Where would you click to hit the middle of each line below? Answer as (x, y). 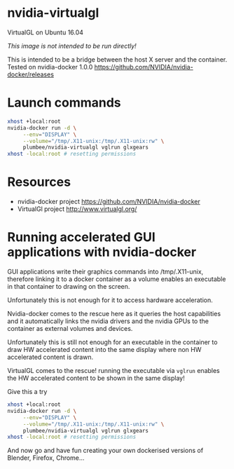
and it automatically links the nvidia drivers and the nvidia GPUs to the (108, 321)
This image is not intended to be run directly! (72, 46)
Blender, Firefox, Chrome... (46, 458)
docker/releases (31, 74)
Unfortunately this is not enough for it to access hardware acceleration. (110, 300)
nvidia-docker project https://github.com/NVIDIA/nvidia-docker (109, 202)
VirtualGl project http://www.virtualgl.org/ (77, 209)
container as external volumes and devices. (70, 328)
